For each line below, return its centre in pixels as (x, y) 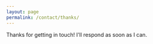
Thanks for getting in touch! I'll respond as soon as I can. (77, 34)
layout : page (23, 12)
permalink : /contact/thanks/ (43, 17)
